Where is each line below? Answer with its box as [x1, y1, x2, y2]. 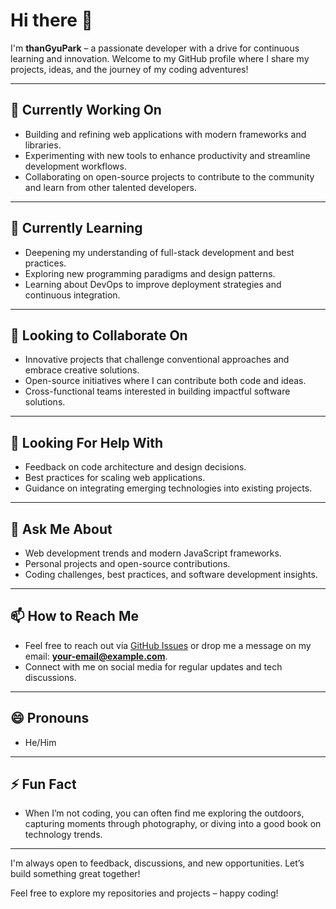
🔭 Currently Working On [10, 102, 162, 119]
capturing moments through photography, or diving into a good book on [24, 818, 322, 830]
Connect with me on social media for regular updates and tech [24, 660, 283, 673]
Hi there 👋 [10, 9, 93, 32]
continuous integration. [24, 289, 121, 301]
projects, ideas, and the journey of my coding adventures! [10, 63, 249, 75]
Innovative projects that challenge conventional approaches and [24, 354, 290, 366]
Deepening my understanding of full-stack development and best [24, 246, 295, 258]
